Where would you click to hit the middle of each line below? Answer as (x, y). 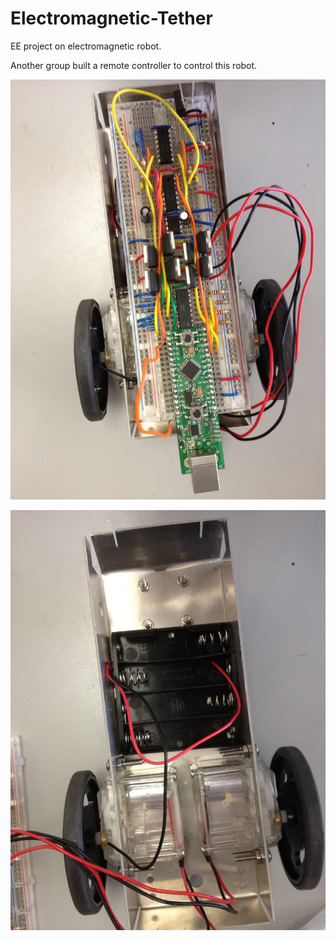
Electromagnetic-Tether (111, 18)
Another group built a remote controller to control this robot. (134, 65)
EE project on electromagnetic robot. (86, 46)
